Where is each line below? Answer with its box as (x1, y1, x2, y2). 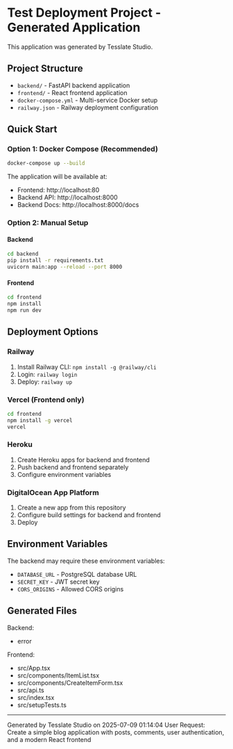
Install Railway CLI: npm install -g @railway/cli (17, 362, 157, 371)
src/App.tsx (17, 664, 51, 672)
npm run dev (7, 307, 42, 314)
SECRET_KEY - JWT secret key (17, 578, 100, 586)
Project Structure (7, 62, 83, 74)
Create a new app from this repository (17, 503, 126, 512)
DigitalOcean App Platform (7, 487, 99, 497)
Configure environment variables (17, 470, 112, 478)
